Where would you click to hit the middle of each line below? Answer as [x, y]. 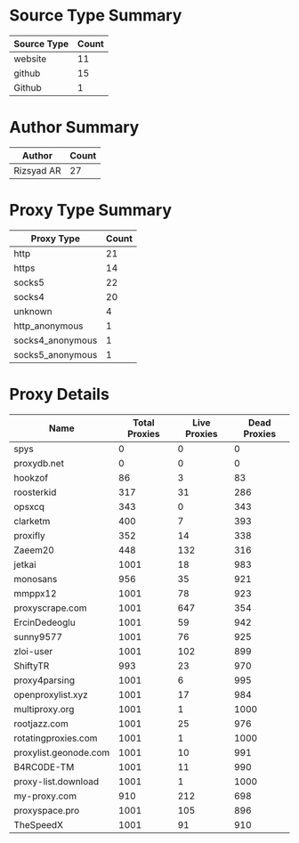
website [30, 59]
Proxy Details [59, 394]
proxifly [30, 535]
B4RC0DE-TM [44, 766]
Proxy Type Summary [90, 211]
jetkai [25, 564]
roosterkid [35, 492]
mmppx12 [35, 593]
